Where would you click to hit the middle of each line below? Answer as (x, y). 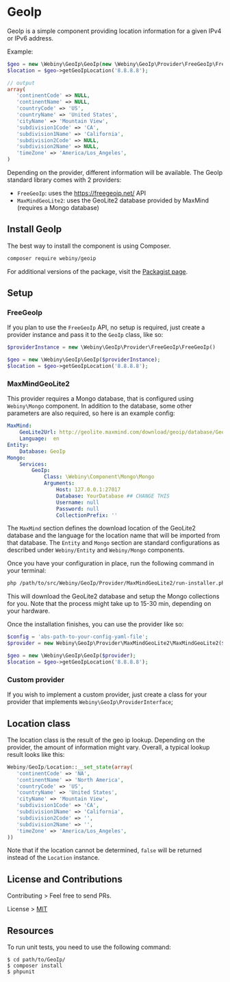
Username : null (77, 502)
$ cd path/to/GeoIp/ (37, 960)
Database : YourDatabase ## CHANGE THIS (113, 496)
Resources (30, 931)
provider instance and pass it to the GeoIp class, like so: (85, 335)
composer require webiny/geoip (52, 258)
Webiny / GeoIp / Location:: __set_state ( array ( (70, 767)
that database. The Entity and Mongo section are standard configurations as (114, 543)
